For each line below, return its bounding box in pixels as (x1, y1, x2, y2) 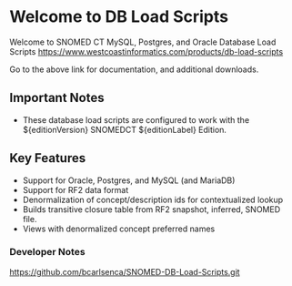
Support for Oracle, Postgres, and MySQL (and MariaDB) (22, 175, 236, 186)
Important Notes (9, 90, 105, 106)
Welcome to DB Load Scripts (9, 6, 229, 27)
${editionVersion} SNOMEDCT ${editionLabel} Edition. (22, 124, 227, 135)
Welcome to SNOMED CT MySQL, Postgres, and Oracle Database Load (9, 36, 277, 47)
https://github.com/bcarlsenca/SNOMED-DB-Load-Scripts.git (9, 266, 240, 277)
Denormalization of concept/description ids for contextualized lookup (22, 194, 284, 205)
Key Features (9, 150, 86, 166)
